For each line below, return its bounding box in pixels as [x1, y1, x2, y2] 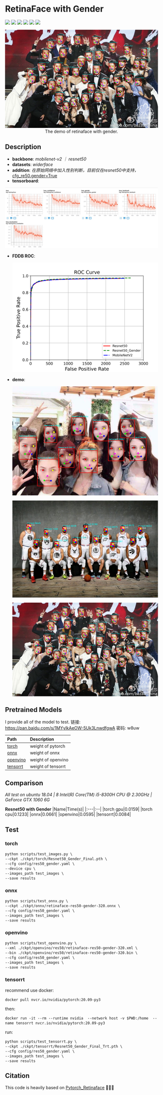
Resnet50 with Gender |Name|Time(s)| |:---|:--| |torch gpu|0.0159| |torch [5, 806, 153, 812]
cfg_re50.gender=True [12, 173, 57, 179]
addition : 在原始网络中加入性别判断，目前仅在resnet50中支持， [12, 167, 139, 173]
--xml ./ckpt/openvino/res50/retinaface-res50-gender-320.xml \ [5, 946, 138, 951]
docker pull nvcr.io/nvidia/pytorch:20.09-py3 [5, 997, 101, 1002]
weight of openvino [30, 757, 69, 762]
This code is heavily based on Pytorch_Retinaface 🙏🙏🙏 [5, 1084, 114, 1090]
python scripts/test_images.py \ [5, 852, 73, 857]
